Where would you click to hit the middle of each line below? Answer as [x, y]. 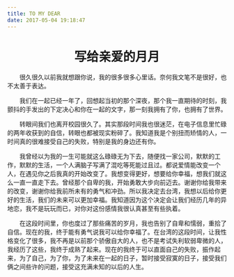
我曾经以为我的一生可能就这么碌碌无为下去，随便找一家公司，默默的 [117, 157]
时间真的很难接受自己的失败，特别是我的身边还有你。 [84, 142]
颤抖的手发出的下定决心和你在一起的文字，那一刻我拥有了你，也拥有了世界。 [117, 109]
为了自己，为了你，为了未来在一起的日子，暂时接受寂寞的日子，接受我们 [123, 258]
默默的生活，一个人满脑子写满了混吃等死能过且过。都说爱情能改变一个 [120, 165]
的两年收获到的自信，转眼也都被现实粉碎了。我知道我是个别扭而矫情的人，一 [117, 133]
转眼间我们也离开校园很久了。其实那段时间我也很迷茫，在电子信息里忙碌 [123, 124]
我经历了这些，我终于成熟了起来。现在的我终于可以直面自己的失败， [105, 250]
